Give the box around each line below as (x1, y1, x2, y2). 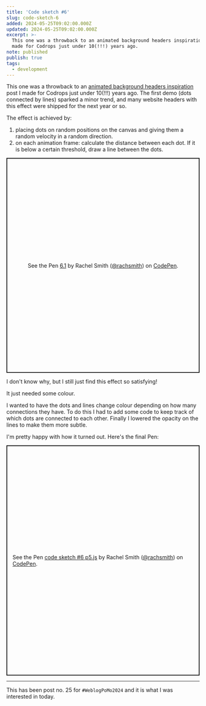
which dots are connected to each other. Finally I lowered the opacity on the (6, 415, 199, 422)
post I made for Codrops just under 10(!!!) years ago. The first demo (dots (6, 90, 192, 97)
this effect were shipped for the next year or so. (6, 103, 127, 110)
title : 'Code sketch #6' (6, 9, 70, 15)
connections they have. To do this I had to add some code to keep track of (6, 408, 194, 416)
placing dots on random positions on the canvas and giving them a (15, 126, 184, 134)
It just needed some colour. (6, 390, 75, 397)
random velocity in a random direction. (15, 133, 113, 140)
